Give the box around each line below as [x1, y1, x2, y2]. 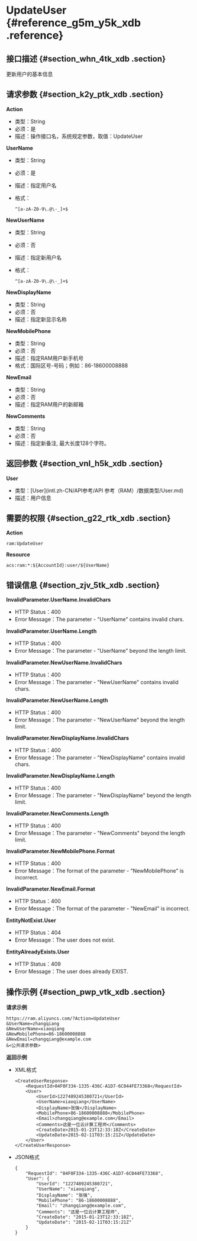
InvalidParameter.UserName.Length [6, 628, 97, 635]
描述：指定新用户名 [14, 254, 62, 261]
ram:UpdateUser [6, 541, 44, 547]
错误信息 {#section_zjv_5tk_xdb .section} [6, 580, 160, 590]
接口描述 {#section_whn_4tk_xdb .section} [6, 54, 166, 64]
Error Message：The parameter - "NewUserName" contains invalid [14, 679, 179, 686]
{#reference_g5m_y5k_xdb [6, 16, 141, 30]
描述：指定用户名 [14, 182, 57, 189]
